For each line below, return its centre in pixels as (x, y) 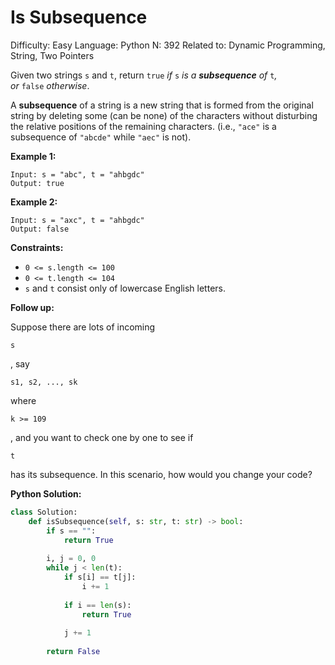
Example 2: (34, 202)
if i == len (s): (97, 605)
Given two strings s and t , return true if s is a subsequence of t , (144, 75)
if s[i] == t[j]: (100, 577)
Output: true (37, 183)
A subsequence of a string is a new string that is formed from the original (162, 105)
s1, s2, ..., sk (44, 382)
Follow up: (32, 307)
